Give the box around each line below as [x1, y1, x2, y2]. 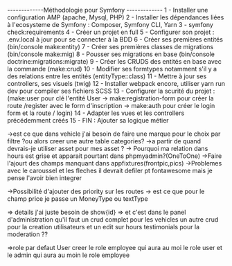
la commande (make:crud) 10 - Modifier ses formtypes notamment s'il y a [7, 65, 217, 73]
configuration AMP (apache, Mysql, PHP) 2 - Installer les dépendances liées [7, 13, 224, 21]
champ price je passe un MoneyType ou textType [7, 195, 148, 203]
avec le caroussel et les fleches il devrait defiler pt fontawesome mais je [7, 166, 213, 175]
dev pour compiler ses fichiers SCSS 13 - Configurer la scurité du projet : [7, 87, 215, 95]
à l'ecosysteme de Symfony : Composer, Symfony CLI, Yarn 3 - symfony [7, 21, 213, 28]
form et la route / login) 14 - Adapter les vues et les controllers [7, 109, 185, 117]
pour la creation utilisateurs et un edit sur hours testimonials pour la [7, 223, 199, 231]
